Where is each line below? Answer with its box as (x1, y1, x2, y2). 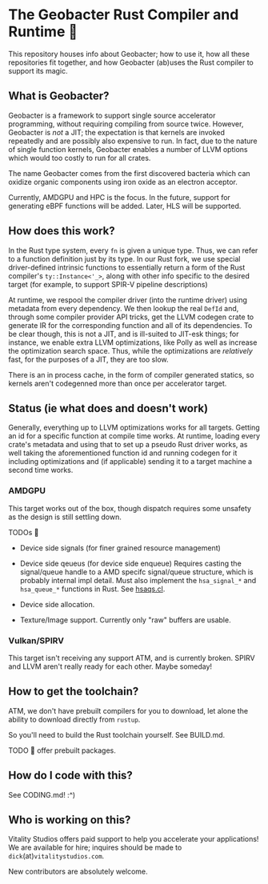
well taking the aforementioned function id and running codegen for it (8, 448, 238, 458)
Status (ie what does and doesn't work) (8, 402, 209, 415)
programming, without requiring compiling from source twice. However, (8, 118, 244, 129)
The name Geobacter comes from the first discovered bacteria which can (8, 168, 250, 178)
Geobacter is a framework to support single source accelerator (8, 110, 216, 120)
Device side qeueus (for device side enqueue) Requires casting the (19, 558, 242, 568)
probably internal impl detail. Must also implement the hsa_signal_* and (19, 575, 257, 585)
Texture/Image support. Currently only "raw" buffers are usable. (19, 614, 231, 625)
